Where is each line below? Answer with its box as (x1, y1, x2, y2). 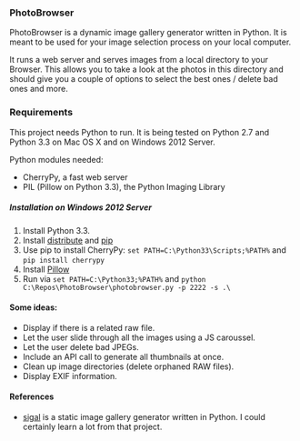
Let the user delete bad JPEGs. (22, 341, 139, 352)
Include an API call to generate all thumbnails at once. (22, 351, 225, 362)
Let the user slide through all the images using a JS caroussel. (22, 332, 256, 343)
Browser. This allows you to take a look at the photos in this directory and (9, 64, 284, 75)
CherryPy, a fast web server (22, 171, 129, 183)
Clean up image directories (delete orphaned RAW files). (22, 361, 235, 372)
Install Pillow (22, 264, 70, 275)
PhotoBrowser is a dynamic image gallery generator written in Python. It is (9, 27, 288, 38)
